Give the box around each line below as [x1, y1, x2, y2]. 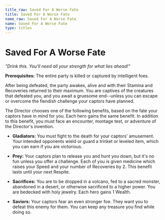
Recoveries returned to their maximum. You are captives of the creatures [5, 88, 154, 94]
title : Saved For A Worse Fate [5, 12, 70, 17]
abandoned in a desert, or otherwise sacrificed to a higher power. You [12, 184, 156, 190]
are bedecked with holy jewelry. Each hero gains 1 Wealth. [12, 189, 131, 195]
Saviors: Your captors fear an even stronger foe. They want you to [12, 199, 149, 205]
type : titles [5, 26, 32, 31]
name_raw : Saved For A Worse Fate [5, 16, 77, 21]
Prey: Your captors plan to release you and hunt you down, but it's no [12, 153, 155, 159]
